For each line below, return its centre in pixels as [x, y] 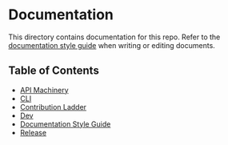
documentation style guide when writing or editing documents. [112, 45]
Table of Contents [54, 71]
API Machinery [44, 90]
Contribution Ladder [53, 107]
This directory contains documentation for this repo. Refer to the [114, 37]
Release [33, 132]
